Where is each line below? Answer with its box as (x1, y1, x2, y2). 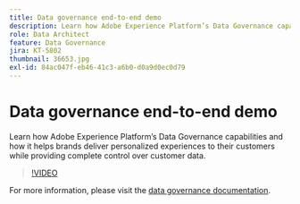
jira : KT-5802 (9, 47, 62, 55)
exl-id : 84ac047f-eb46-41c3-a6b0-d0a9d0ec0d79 (9, 64, 186, 72)
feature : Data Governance (9, 38, 105, 47)
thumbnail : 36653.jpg (9, 55, 90, 64)
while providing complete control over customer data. (9, 149, 206, 161)
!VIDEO (30, 167, 58, 178)
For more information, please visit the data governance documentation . (9, 184, 271, 195)
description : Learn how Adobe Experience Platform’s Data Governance (9, 21, 274, 30)
